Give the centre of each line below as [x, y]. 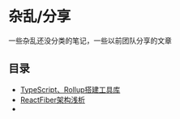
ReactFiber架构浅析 [52, 100]
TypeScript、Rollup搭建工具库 [70, 89]
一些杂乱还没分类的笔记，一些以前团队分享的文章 [90, 40]
